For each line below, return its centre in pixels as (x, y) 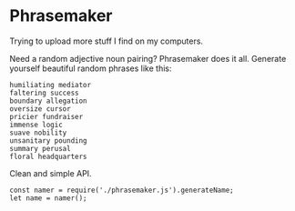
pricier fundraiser (46, 116)
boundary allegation (49, 101)
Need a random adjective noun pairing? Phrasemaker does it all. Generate (148, 58)
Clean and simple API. (51, 173)
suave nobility (38, 133)
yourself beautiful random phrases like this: (91, 68)
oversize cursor (40, 109)
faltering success (44, 93)
